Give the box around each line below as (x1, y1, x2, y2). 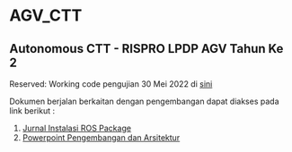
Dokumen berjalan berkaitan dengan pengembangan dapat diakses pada (9, 96, 279, 106)
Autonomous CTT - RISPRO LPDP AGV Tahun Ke (9, 41, 284, 56)
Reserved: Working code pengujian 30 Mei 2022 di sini (9, 79, 213, 89)
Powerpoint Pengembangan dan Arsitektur (22, 132, 181, 143)
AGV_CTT (9, 5, 83, 26)
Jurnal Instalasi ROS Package (22, 122, 132, 133)
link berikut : (9, 106, 56, 116)
